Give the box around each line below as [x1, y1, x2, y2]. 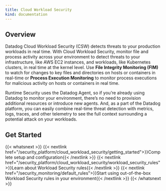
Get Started [5, 130, 42, 139]
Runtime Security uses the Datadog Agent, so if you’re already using [5, 90, 145, 96]
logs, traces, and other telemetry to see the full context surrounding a [5, 111, 147, 117]
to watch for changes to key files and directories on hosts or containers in [5, 70, 156, 76]
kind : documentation [5, 12, 48, 17]
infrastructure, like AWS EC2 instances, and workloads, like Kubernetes [5, 59, 151, 65]
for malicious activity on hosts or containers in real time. [5, 80, 120, 86]
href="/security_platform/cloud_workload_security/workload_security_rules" [5, 160, 161, 166]
